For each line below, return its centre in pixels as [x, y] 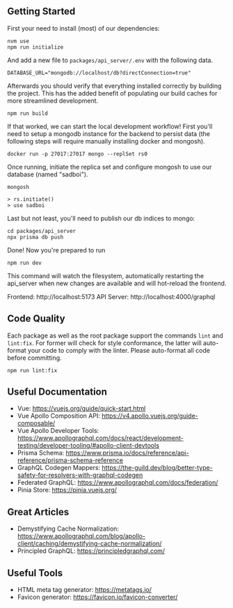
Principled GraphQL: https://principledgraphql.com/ [91, 551]
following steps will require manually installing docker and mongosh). [106, 141]
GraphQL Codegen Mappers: [59, 468]
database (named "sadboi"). [48, 174]
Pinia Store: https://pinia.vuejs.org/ [67, 490]
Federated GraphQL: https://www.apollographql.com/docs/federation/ [118, 482]
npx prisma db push [35, 237]
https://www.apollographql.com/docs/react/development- [101, 438]
